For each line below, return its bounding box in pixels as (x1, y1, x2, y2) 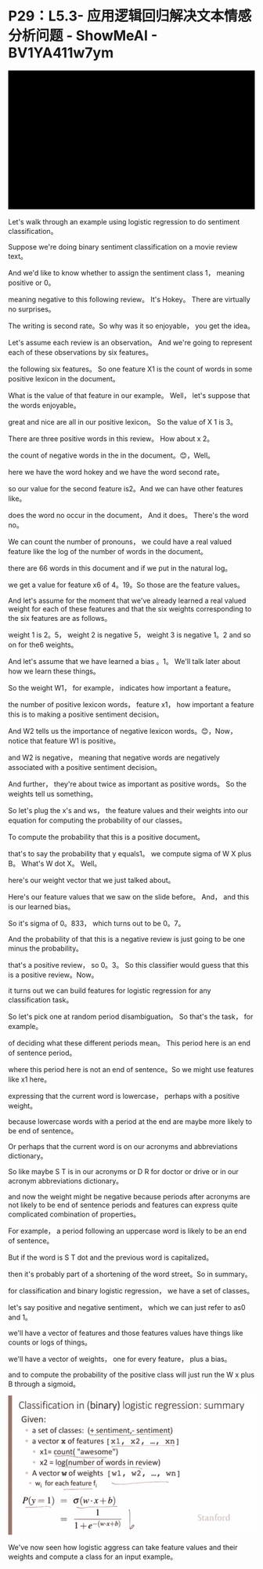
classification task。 (8, 995, 74, 1005)
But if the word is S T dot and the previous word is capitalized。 (8, 1253, 214, 1262)
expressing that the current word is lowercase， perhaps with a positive (8, 1092, 240, 1101)
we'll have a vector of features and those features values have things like (8, 1328, 244, 1338)
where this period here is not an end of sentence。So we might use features (8, 1065, 254, 1075)
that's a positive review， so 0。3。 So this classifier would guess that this (8, 961, 249, 970)
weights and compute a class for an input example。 (8, 1552, 178, 1561)
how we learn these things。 (8, 666, 100, 676)
